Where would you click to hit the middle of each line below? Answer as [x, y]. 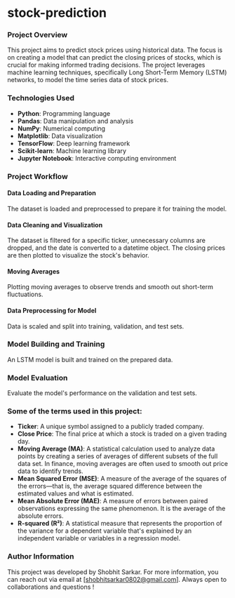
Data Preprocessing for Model [52, 310]
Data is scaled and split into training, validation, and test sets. [96, 326]
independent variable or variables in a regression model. [99, 538]
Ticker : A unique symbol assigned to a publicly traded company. [111, 427]
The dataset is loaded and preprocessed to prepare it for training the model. [117, 208]
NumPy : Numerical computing [61, 128]
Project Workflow [38, 176]
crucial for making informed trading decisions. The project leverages [106, 65]
